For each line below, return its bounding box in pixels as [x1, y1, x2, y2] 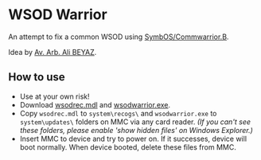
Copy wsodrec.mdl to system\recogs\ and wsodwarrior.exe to [19, 108, 217, 118]
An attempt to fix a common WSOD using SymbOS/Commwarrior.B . [8, 32, 229, 41]
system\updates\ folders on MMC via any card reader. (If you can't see [19, 117, 251, 127]
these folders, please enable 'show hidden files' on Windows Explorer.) [19, 125, 253, 135]
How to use [8, 70, 65, 84]
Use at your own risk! [19, 92, 90, 101]
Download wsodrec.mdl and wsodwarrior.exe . [19, 100, 171, 109]
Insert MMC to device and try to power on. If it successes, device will [19, 134, 247, 143]
